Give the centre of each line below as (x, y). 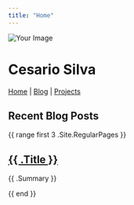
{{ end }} (22, 194)
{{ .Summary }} (33, 178)
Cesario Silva (52, 70)
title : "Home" (31, 15)
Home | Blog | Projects (44, 91)
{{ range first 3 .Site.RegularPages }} (67, 135)
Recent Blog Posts (54, 116)
